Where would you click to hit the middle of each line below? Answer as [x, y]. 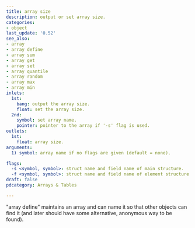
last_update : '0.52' [31, 33]
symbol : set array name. [47, 120]
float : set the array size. [51, 109]
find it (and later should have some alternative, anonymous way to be [89, 213]
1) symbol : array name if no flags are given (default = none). [91, 153]
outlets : [17, 131]
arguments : [19, 147]
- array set [20, 66]
